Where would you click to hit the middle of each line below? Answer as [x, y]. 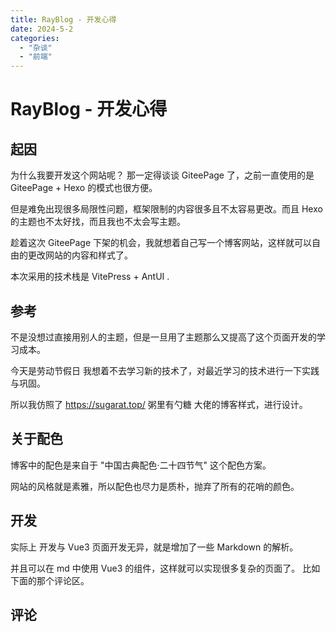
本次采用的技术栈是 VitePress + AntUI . [90, 277]
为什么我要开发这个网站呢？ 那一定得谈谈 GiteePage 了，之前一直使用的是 [162, 175]
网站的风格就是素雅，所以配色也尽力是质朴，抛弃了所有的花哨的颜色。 [155, 486]
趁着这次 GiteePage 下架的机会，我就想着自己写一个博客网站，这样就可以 [161, 243]
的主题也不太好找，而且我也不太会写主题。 [98, 222]
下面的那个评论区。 [50, 580]
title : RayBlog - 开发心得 [63, 19]
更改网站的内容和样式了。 [80, 255]
